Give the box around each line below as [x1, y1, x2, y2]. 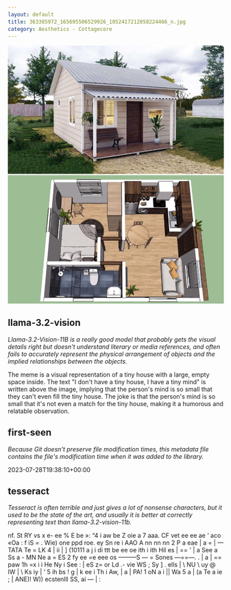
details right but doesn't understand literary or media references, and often [8, 342, 221, 351]
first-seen [8, 427, 52, 438]
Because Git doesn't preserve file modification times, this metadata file [8, 445, 209, 453]
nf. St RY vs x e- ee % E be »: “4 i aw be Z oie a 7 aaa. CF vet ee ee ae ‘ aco [8, 532, 221, 540]
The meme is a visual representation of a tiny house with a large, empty [8, 370, 210, 379]
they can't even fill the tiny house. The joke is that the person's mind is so [8, 392, 216, 401]
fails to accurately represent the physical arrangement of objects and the [8, 350, 215, 358]
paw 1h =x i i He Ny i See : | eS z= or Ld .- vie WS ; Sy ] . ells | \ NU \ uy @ [8, 560, 216, 569]
